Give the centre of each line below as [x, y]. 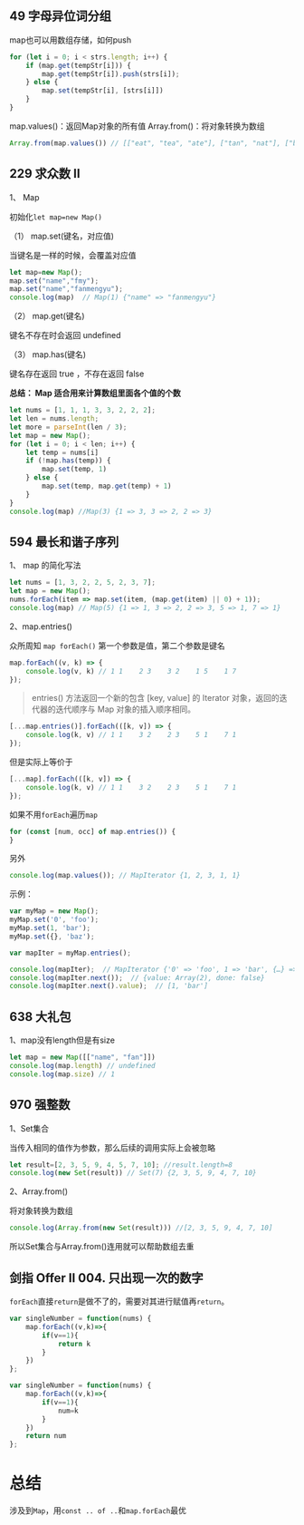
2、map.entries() [41, 626]
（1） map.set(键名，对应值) [62, 236]
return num [46, 1436]
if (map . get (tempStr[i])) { [78, 65]
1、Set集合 [29, 1128]
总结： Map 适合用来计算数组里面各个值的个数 [95, 393]
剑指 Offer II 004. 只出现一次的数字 [106, 1278]
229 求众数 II [45, 174]
